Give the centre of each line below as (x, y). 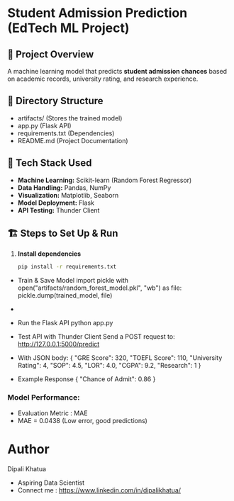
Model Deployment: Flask (56, 203)
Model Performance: (44, 398)
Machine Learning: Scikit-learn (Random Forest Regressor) (105, 180)
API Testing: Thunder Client (58, 210)
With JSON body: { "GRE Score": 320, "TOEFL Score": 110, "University (120, 358)
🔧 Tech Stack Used (50, 163)
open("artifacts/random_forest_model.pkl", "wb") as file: (100, 288)
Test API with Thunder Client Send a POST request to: (96, 337)
